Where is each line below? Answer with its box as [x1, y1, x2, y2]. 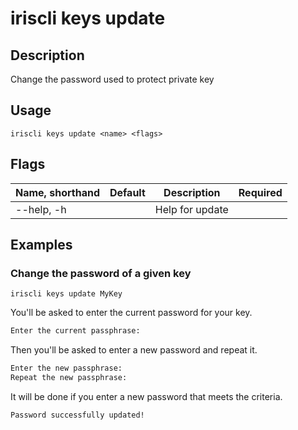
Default [109, 185, 146, 199]
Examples [10, 237, 73, 254]
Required [238, 185, 283, 199]
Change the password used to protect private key [10, 73, 215, 85]
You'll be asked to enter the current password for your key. [10, 307, 253, 319]
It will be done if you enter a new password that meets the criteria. [10, 390, 283, 402]
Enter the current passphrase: [10, 326, 141, 336]
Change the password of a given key [10, 266, 192, 280]
